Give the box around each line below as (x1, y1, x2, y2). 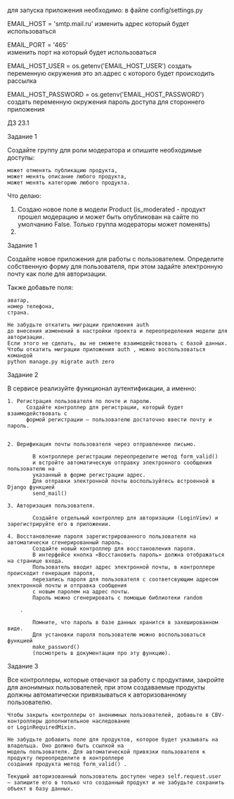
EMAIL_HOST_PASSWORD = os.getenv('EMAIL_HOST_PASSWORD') (7, 91, 204, 98)
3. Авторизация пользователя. (7, 502, 96, 509)
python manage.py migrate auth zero (7, 358, 115, 365)
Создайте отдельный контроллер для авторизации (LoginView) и (32, 515, 219, 522)
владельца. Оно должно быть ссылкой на (7, 742, 124, 749)
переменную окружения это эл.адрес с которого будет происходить (7, 70, 215, 77)
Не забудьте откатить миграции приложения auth (7, 322, 150, 329)
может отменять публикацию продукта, (7, 167, 118, 174)
